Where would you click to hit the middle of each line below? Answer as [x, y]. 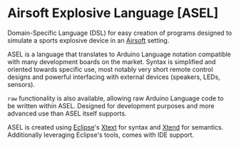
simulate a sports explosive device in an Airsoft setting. [88, 40]
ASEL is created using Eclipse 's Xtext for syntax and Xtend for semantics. [116, 127]
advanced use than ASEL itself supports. [67, 113]
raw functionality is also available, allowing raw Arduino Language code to [116, 98]
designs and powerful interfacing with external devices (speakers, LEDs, [114, 77]
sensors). [21, 84]
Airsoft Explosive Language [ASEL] [113, 13]
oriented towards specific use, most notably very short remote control [110, 69]
